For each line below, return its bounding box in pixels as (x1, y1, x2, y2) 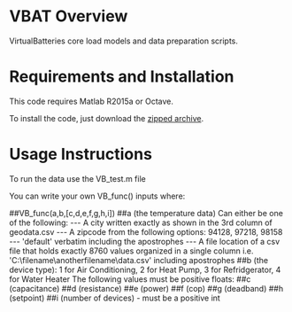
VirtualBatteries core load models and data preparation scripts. (9, 35, 239, 46)
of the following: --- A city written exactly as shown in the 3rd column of (9, 217, 273, 228)
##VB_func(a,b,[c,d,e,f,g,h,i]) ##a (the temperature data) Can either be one (9, 207, 283, 218)
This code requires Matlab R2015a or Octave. (9, 96, 174, 106)
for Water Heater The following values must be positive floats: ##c (9, 273, 251, 285)
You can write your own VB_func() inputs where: (9, 191, 186, 201)
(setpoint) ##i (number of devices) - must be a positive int (9, 292, 221, 303)
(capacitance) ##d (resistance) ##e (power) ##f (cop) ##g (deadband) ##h (9, 283, 284, 293)
